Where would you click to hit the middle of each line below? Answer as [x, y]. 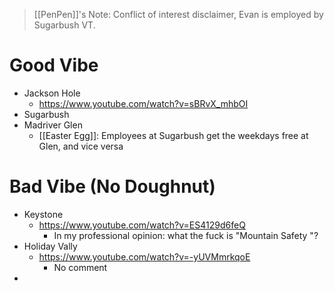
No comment [80, 267]
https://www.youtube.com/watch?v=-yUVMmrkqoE [144, 256]
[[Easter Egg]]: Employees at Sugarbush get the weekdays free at [173, 135]
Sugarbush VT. [64, 25]
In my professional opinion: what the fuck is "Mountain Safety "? [186, 235]
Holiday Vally [50, 246]
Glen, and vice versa [81, 146]
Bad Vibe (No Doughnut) [112, 186]
